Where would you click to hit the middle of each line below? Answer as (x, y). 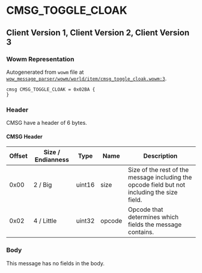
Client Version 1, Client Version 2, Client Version (98, 33)
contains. (141, 232)
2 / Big (43, 185)
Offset (19, 156)
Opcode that (146, 209)
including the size (153, 193)
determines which (154, 217)
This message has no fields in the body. (56, 263)
